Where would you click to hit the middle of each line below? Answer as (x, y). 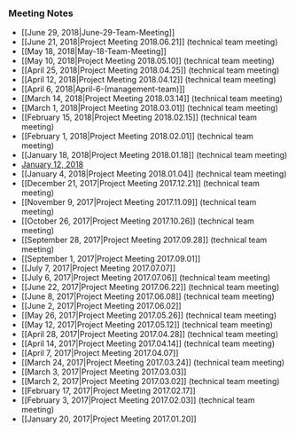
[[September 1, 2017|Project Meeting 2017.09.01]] (111, 259)
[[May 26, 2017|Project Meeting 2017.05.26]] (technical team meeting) (149, 315)
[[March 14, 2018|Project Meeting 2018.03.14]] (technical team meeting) (152, 98)
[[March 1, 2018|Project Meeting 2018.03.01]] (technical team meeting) (149, 108)
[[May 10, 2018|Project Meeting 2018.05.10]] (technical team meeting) (148, 61)
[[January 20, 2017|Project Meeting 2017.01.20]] (109, 419)
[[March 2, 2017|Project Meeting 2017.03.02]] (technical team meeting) (150, 382)
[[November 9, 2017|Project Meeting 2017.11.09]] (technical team (139, 202)
